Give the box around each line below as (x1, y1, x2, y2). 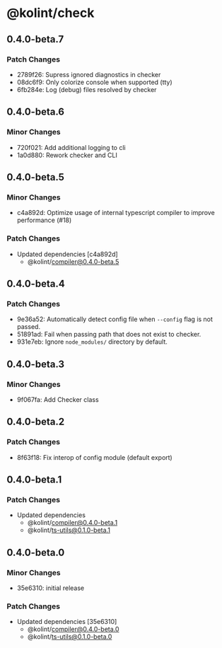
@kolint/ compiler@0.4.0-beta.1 (27, 519, 118, 527)
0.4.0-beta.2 (6, 416, 65, 428)
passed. (16, 323, 40, 331)
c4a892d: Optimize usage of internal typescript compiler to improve (16, 209, 215, 217)
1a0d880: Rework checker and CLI (16, 151, 118, 159)
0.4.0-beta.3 (6, 358, 65, 370)
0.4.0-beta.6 (6, 106, 65, 118)
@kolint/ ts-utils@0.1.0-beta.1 (27, 526, 111, 535)
